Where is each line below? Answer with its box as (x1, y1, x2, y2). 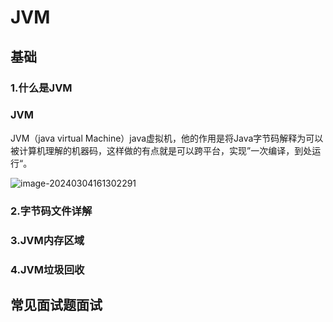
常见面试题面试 (10, 296, 103, 313)
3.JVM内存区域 (10, 233, 85, 247)
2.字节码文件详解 (10, 204, 93, 218)
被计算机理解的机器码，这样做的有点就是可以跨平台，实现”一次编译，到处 (10, 144, 313, 156)
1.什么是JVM (10, 81, 73, 95)
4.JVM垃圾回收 (10, 262, 85, 276)
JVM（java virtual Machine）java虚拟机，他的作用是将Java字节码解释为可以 (10, 132, 324, 144)
